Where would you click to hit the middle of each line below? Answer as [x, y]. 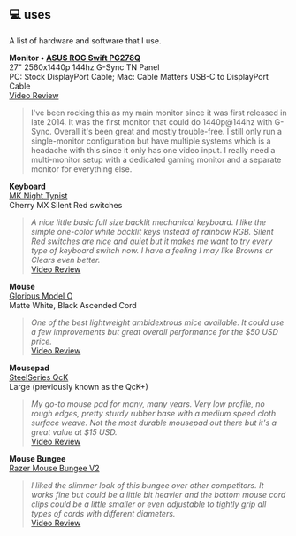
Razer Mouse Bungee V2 [54, 468]
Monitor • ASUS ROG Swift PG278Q [75, 58]
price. [42, 341]
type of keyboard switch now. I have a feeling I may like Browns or [152, 250]
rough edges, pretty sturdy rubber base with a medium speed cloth [153, 413]
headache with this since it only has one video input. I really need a [153, 150]
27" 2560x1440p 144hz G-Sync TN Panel [84, 67]
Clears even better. [65, 260]
